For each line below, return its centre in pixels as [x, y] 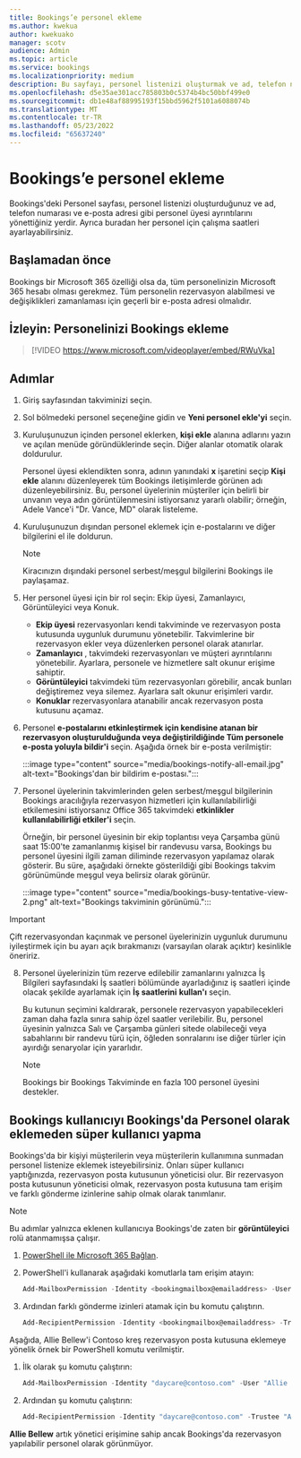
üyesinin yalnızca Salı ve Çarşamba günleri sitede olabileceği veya [144, 1029]
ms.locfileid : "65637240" [57, 134]
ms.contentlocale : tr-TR [56, 117]
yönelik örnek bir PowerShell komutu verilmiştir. [97, 1349]
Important [27, 919]
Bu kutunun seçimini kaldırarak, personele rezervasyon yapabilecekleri [153, 1010]
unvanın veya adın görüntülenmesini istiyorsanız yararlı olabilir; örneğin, [155, 500]
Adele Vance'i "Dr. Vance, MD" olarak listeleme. [110, 509]
